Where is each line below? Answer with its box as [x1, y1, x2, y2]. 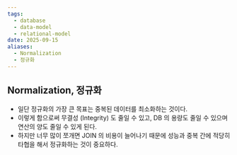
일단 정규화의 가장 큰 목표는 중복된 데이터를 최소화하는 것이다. [17, 104, 188, 113]
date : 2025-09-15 [7, 37, 59, 44]
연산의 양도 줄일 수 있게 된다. [17, 122, 98, 131]
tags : [7, 10, 23, 18]
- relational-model [13, 30, 71, 38]
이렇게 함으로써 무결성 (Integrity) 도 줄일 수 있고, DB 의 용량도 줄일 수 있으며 [17, 113, 229, 122]
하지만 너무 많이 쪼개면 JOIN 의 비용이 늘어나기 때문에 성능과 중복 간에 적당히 [17, 131, 231, 139]
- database [13, 17, 46, 24]
